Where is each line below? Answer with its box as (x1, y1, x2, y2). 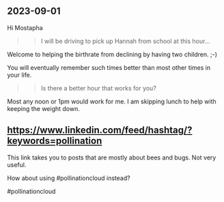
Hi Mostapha (7, 23, 43, 31)
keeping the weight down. (7, 104, 81, 112)
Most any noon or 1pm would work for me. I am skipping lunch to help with (7, 97, 216, 105)
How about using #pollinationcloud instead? (7, 174, 131, 182)
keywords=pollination (7, 135, 102, 147)
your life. (7, 71, 32, 79)
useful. (7, 160, 27, 168)
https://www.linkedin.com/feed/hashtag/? (7, 125, 193, 136)
